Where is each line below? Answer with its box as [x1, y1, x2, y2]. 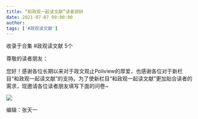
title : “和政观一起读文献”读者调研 [6, 8, 84, 15]
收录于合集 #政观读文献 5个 [6, 42, 73, 49]
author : [6, 20, 26, 26]
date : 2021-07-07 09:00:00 [6, 14, 73, 20]
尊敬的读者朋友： [6, 55, 48, 62]
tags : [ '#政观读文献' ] [6, 25, 58, 32]
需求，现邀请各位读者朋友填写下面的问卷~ [6, 83, 109, 90]
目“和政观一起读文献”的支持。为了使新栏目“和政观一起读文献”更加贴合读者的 [6, 75, 193, 82]
